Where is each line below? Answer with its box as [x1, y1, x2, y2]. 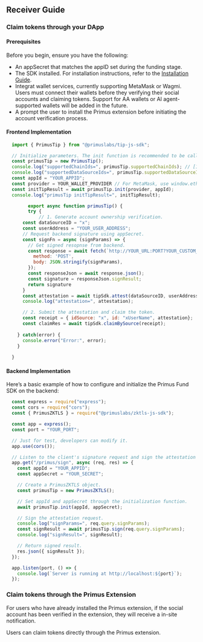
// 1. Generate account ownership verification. [38, 214, 164, 220]
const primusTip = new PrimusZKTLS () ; [17, 487, 115, 493]
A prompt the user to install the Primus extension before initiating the [14, 108, 187, 115]
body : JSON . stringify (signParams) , [33, 259, 123, 265]
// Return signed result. [17, 543, 83, 549]
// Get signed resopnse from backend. [28, 242, 126, 248]
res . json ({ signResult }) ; [17, 548, 85, 554]
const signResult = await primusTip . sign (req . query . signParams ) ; [17, 526, 185, 533]
